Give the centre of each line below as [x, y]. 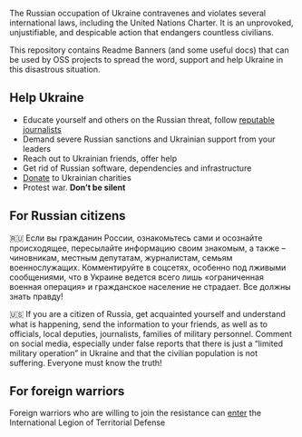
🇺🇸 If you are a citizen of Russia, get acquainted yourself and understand [147, 313]
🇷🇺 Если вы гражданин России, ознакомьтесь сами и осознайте [136, 238]
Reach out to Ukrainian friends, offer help [100, 158]
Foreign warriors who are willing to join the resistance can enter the [135, 413]
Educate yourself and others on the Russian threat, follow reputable [148, 119]
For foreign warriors [67, 391]
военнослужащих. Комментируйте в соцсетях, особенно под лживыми [148, 267]
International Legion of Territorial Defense [88, 422]
